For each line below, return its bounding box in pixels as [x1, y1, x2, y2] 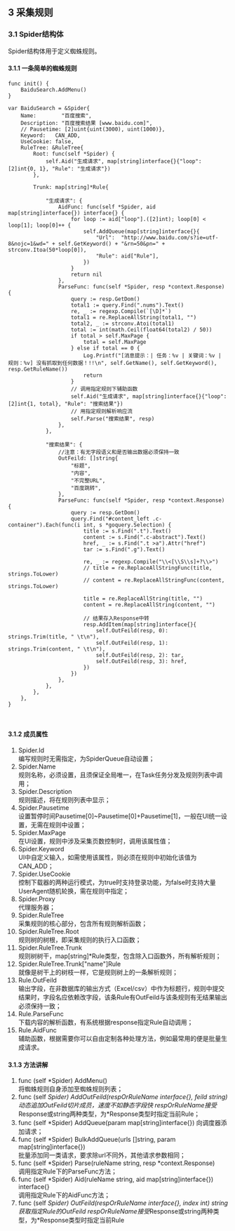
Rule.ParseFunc [18, 1010, 64, 1018]
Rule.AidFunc [18, 1026, 57, 1034]
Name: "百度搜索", [20, 112, 92, 119]
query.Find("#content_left [70, 515, 150, 522]
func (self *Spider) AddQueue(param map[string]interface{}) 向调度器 [18, 1119, 222, 1127]
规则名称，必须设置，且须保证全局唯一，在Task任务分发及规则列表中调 [18, 771, 223, 779]
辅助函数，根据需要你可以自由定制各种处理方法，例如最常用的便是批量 [18, 1034, 222, 1043]
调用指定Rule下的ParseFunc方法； [18, 1167, 118, 1176]
